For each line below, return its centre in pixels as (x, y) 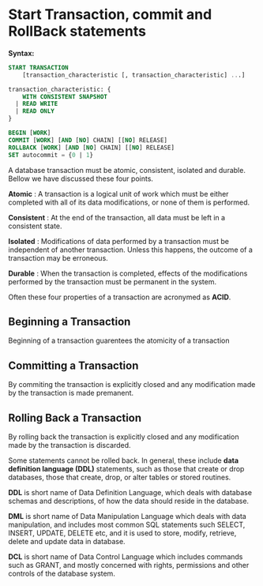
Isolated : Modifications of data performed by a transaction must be (118, 241)
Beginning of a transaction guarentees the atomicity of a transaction (119, 340)
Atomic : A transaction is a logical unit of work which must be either (118, 193)
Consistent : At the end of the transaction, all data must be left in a (117, 217)
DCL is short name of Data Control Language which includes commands (126, 557)
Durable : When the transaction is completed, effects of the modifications (128, 273)
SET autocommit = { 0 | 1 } (51, 155)
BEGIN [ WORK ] (30, 133)
